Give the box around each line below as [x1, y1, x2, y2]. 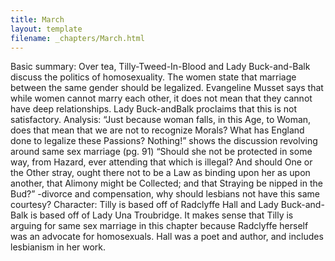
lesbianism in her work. [10, 241, 107, 253]
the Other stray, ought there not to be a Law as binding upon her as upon [10, 167, 311, 179]
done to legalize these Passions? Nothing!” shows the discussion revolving [10, 135, 318, 147]
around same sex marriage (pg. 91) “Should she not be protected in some [10, 146, 313, 158]
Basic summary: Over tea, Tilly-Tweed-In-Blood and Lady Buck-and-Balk [10, 61, 311, 73]
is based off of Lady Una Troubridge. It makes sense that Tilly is [30, 209, 294, 221]
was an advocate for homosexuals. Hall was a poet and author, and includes [10, 231, 324, 243]
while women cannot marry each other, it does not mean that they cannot [10, 92, 313, 105]
